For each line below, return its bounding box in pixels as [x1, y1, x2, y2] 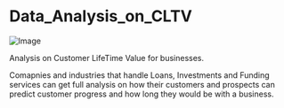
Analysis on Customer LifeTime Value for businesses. [9, 52, 205, 63]
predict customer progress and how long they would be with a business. [9, 89, 274, 99]
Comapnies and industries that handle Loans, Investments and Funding [9, 69, 270, 81]
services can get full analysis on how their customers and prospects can [9, 79, 276, 89]
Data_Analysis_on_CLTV [9, 6, 193, 27]
